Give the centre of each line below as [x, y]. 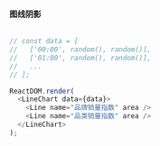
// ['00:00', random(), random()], [80, 50]
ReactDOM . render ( [42, 91]
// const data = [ [44, 41]
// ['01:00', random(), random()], [80, 58]
